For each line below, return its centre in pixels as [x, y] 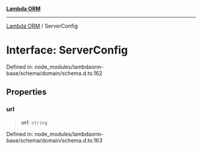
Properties [26, 92]
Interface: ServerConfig [67, 50]
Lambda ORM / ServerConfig [42, 26]
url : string [34, 122]
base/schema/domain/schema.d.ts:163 [54, 140]
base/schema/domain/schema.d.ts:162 [54, 73]
